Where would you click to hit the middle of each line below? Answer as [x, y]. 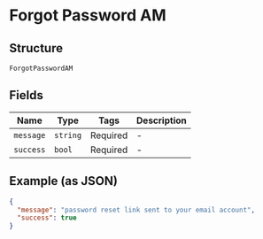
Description [162, 120]
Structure [36, 48]
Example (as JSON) [63, 181]
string [68, 135]
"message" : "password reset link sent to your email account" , [136, 210]
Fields [27, 95]
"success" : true [47, 218]
